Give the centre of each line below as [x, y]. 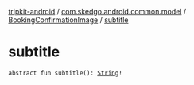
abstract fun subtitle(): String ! [66, 73]
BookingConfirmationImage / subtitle [68, 20]
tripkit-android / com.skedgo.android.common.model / [97, 12]
